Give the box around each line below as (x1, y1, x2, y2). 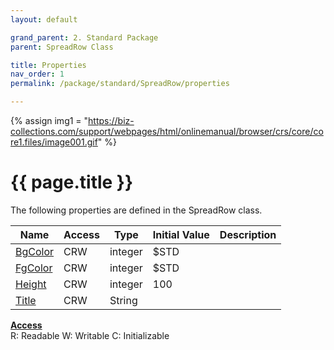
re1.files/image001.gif (10, 136, 98, 148)
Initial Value (152, 227, 210, 241)
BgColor (15, 244, 55, 258)
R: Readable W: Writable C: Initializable (10, 329, 170, 341)
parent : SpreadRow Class (10, 42, 114, 52)
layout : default (10, 14, 78, 25)
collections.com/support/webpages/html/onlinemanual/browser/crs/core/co (10, 126, 324, 137)
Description (219, 227, 277, 241)
